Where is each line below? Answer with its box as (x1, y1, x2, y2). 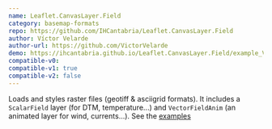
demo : (8, 49, 27, 57)
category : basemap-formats (8, 19, 100, 27)
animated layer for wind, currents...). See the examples (8, 110, 192, 121)
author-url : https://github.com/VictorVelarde (8, 42, 168, 50)
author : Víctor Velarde (8, 34, 89, 43)
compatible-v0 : (8, 57, 60, 65)
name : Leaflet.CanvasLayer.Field (8, 11, 121, 20)
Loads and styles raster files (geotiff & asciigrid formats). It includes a (8, 94, 240, 103)
